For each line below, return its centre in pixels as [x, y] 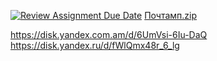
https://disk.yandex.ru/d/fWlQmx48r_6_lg [95, 45]
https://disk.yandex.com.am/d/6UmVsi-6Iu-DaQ [109, 34]
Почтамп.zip [171, 15]
